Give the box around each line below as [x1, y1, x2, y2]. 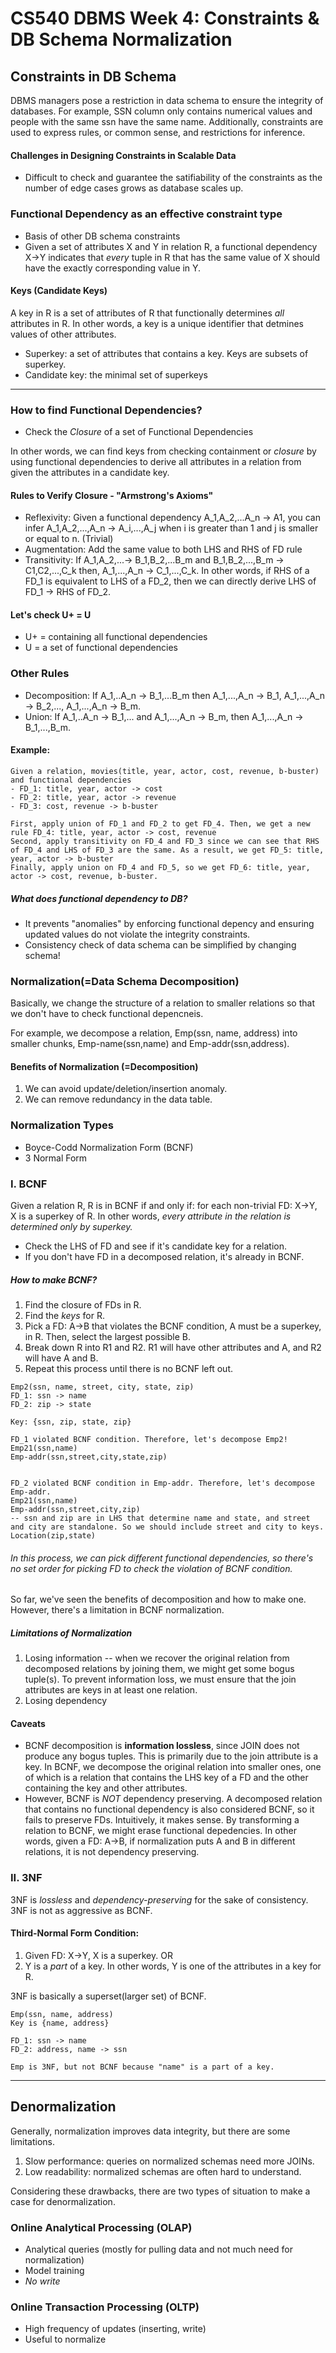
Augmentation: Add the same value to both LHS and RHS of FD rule [24, 543, 303, 556]
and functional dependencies [10, 775, 132, 785]
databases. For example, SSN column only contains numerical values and [10, 105, 313, 117]
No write [24, 2275, 61, 2287]
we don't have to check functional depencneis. [10, 1008, 204, 1020]
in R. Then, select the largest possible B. [24, 1330, 192, 1342]
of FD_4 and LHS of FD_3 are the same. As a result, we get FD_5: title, [10, 845, 325, 855]
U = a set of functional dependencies [24, 642, 178, 654]
